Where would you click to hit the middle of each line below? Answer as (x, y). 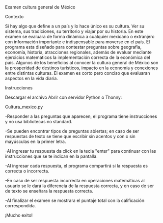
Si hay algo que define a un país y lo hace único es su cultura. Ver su (75, 26)
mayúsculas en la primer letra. (36, 141)
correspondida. (21, 206)
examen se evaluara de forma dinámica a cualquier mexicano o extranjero (80, 37)
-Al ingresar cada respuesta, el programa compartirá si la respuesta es (77, 166)
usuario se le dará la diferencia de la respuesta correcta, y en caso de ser (80, 186)
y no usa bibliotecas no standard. (39, 122)
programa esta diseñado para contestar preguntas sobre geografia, (73, 47)
